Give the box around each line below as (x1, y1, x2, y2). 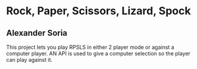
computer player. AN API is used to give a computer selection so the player (6, 50, 191, 57)
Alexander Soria (6, 28, 67, 38)
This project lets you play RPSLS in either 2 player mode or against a (6, 43, 174, 51)
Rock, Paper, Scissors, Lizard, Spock (6, 4, 191, 18)
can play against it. (6, 57, 53, 63)
